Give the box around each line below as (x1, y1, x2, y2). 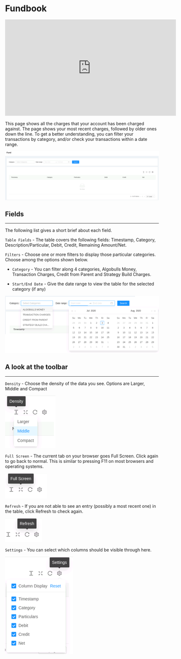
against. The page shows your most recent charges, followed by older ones (5, 126, 157, 132)
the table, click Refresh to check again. (5, 508, 83, 514)
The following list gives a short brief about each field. (5, 227, 112, 233)
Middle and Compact (5, 386, 47, 391)
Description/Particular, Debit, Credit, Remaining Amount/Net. (5, 242, 127, 248)
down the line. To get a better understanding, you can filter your (5, 131, 134, 137)
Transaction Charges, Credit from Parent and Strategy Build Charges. (12, 272, 151, 277)
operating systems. (5, 463, 44, 469)
